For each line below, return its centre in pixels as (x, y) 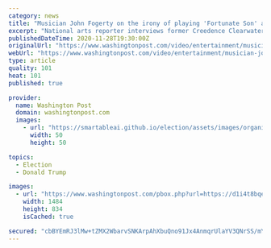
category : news (34, 16)
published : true (35, 83)
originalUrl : (30, 46)
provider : (25, 97)
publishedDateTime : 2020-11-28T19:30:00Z (79, 38)
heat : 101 (25, 76)
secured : (23, 231)
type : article (32, 61)
